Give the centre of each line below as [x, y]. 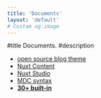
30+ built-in [34, 88]
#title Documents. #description [50, 46]
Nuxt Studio [34, 73]
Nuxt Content [36, 66]
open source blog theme [52, 59]
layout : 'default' [33, 20]
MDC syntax [34, 81]
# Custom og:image [33, 26]
